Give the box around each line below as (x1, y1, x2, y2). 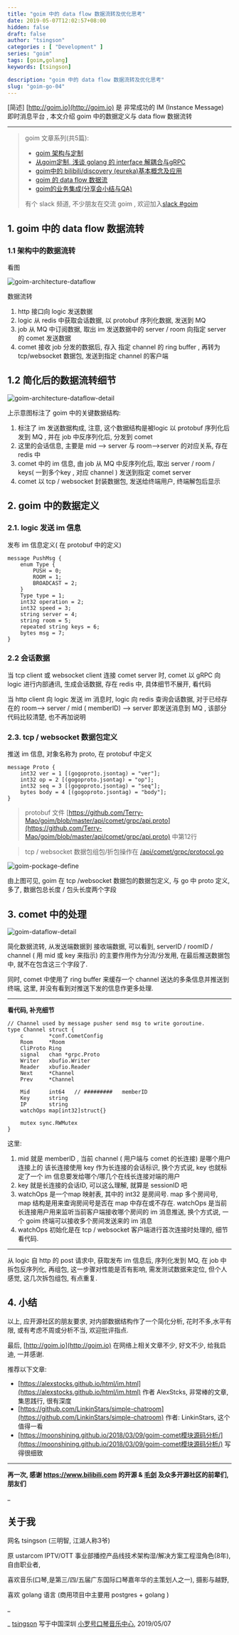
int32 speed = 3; (20, 604, 72, 612)
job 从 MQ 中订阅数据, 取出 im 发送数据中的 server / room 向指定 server (17, 325, 226, 334)
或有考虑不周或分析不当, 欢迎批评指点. (16, 1326, 129, 1334)
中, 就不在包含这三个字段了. (7, 960, 88, 968)
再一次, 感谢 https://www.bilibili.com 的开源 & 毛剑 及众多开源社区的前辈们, (7, 1470, 229, 1478)
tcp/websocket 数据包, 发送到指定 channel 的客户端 (17, 351, 169, 360)
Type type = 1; (20, 592, 65, 599)
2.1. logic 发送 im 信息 (7, 523, 82, 533)
